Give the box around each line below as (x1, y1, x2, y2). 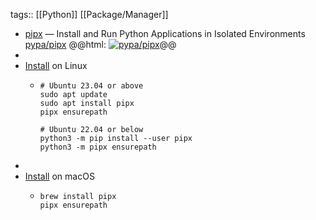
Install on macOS (24, 170, 95, 182)
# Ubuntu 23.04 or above (39, 81, 144, 91)
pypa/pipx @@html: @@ (24, 39, 177, 50)
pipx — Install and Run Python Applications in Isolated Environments (24, 28, 306, 39)
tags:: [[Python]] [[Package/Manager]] (10, 9, 169, 20)
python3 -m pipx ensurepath (39, 142, 157, 152)
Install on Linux (24, 60, 88, 71)
